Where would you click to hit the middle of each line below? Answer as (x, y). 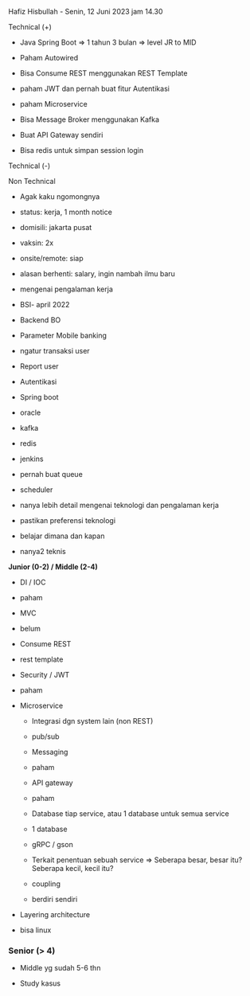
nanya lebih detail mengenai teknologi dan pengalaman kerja (119, 505)
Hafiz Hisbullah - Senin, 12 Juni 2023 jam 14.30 (86, 12)
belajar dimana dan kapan (62, 536)
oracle (30, 412)
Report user (39, 366)
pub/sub (45, 736)
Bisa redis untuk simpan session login (82, 150)
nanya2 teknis (43, 551)
